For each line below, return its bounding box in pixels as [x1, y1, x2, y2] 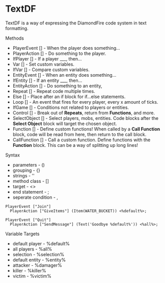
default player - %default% [12, 240, 70, 246]
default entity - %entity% [12, 257, 66, 263]
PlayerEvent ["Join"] [5, 204, 51, 209]
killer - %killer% [12, 267, 47, 273]
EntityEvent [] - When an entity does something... [12, 72, 117, 78]
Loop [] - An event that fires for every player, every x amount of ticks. [12, 99, 158, 105]
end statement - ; [12, 188, 49, 195]
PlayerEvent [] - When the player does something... [12, 45, 121, 51]
